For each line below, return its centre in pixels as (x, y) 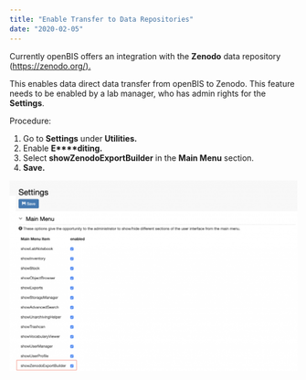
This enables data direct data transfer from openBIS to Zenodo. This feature (152, 83)
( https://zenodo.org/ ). (50, 66)
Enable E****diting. (63, 148)
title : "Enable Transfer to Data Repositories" (102, 19)
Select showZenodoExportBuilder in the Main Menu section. (138, 158)
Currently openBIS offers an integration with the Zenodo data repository (145, 56)
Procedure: (31, 121)
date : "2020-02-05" (47, 29)
